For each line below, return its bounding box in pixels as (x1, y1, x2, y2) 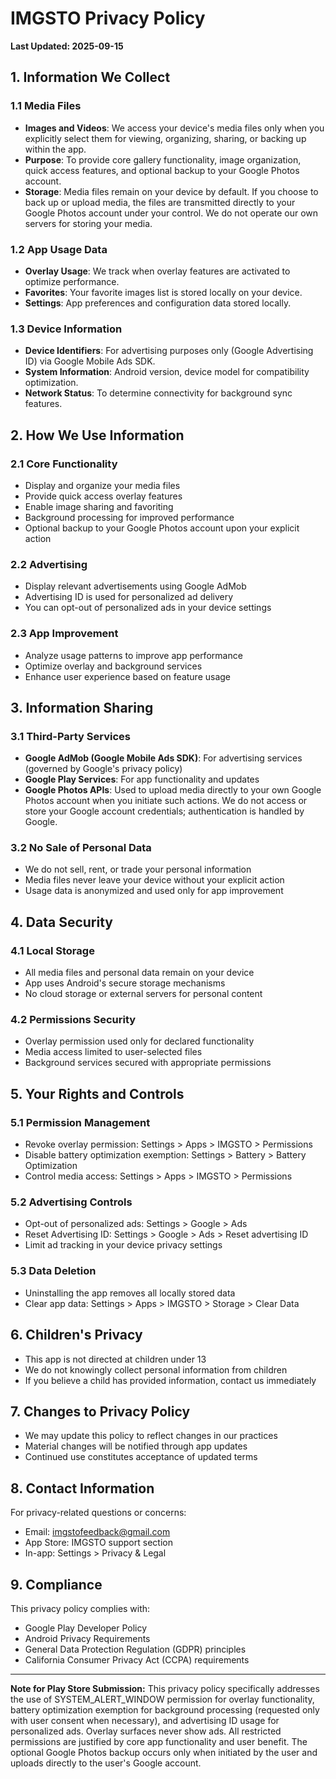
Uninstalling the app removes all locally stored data (24, 1287, 236, 1299)
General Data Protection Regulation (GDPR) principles (24, 1643, 247, 1655)
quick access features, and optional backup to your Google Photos (24, 164, 300, 176)
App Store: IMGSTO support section (24, 1537, 173, 1549)
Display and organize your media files (24, 479, 181, 491)
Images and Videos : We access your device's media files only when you (24, 122, 325, 134)
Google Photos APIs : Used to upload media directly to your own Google (24, 784, 322, 796)
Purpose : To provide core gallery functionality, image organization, (24, 153, 302, 166)
